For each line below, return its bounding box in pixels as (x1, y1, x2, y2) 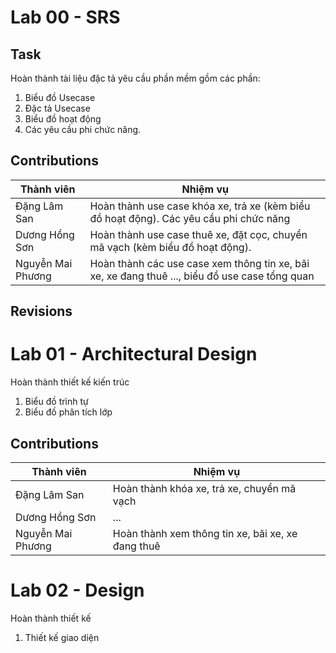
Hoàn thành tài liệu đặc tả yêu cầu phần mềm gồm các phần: (10, 72, 261, 84)
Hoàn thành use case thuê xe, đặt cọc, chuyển (89, 227, 308, 241)
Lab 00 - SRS (10, 6, 121, 29)
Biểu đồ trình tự (24, 396, 89, 408)
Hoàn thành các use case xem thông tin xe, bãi (89, 256, 310, 270)
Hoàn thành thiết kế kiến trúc (10, 376, 130, 388)
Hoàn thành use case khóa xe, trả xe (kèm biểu (89, 199, 311, 213)
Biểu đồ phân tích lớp (24, 406, 113, 418)
